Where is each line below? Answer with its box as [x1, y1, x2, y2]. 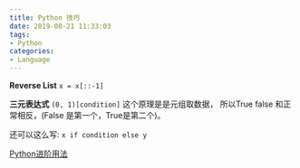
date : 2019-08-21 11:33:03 [9, 22, 111, 31]
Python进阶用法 [9, 148, 68, 159]
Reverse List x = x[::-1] [9, 80, 104, 90]
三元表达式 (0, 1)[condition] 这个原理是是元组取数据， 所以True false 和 [9, 98, 284, 109]
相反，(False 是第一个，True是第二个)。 [16, 110, 166, 120]
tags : [9, 30, 30, 39]
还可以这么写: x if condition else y [9, 129, 148, 140]
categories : [9, 47, 54, 56]
